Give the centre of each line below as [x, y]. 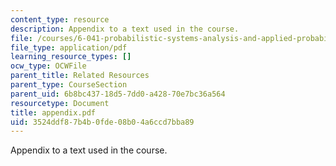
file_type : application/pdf [69, 47]
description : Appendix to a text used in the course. [125, 29]
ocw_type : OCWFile [48, 66]
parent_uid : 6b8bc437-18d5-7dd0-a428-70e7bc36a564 [118, 94]
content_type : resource [60, 19]
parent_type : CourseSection [69, 85]
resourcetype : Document [60, 103]
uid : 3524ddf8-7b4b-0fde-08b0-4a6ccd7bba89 [102, 122]
